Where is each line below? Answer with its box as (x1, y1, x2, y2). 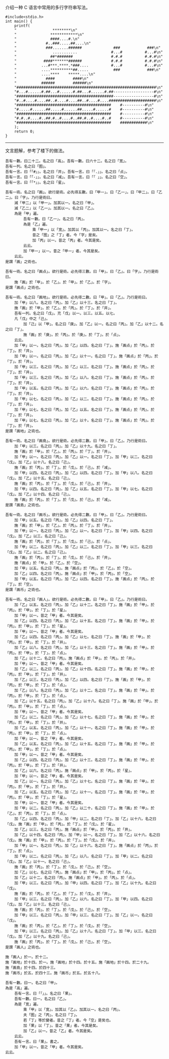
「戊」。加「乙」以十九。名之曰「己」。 (5, 934, 73, 939)
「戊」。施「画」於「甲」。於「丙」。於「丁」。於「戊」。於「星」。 (5, 822, 118, 827)
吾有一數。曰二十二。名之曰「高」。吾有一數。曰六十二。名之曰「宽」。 (5, 159, 129, 164)
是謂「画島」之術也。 (5, 503, 43, 508)
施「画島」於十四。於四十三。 (5, 965, 58, 970)
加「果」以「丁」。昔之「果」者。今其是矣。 (23, 1023, 101, 1028)
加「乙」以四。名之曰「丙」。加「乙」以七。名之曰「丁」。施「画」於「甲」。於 (14, 634, 151, 640)
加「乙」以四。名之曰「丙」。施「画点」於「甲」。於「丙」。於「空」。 (14, 571, 134, 576)
